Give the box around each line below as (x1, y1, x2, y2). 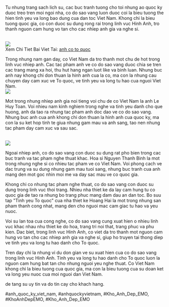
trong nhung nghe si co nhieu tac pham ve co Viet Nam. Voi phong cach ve (5, 161, 162, 167)
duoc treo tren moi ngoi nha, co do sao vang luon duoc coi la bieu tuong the (5, 10, 164, 16)
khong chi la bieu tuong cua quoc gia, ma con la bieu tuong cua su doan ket (5, 266, 164, 271)
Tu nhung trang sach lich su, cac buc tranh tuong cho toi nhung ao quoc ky (5, 5, 162, 10)
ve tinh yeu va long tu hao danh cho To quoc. (5, 240, 100, 245)
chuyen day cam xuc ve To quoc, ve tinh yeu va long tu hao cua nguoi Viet (5, 78, 161, 83)
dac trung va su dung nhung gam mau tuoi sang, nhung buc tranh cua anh (5, 166, 161, 172)
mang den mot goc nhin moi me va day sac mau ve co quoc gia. (5, 171, 139, 177)
